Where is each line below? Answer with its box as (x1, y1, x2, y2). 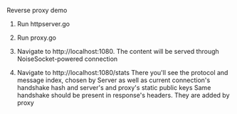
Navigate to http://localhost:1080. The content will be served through (16, 47, 220, 55)
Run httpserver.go (16, 20, 70, 28)
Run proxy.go (16, 33, 56, 42)
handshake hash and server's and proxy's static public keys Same (16, 84, 211, 91)
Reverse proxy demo (6, 6, 68, 14)
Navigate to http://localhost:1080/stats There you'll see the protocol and (16, 69, 228, 76)
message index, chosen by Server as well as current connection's (16, 76, 211, 84)
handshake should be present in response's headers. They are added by (16, 91, 230, 99)
